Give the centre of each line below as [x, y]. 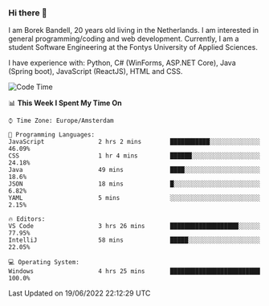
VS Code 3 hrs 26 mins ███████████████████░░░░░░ [134, 226]
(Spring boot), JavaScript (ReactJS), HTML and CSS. [96, 71]
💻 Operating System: [44, 263]
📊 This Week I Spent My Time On [65, 103]
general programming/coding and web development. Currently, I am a [124, 39]
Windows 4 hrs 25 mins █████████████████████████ [134, 271]
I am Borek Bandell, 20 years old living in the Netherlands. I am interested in [134, 31]
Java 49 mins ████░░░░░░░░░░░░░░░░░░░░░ [134, 170]
